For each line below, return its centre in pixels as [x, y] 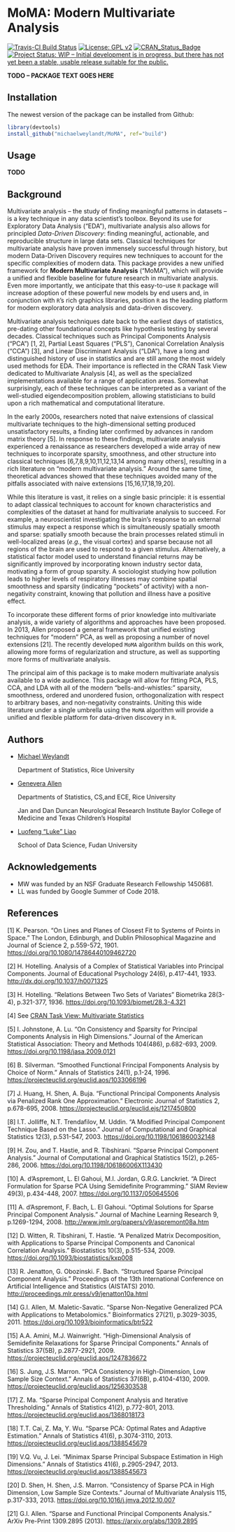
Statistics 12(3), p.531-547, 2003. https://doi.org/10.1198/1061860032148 [111, 1136]
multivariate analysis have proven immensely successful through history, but [117, 248]
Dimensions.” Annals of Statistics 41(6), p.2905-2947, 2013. [93, 1464]
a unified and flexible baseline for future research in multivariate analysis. [113, 278]
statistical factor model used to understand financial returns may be [105, 557]
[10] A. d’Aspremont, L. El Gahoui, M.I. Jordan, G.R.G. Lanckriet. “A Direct [112, 1178]
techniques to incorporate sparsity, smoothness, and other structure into [112, 454]
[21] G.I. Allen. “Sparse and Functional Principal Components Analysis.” [109, 1513]
